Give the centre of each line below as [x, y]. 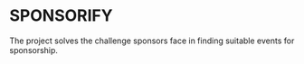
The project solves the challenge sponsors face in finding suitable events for [152, 41]
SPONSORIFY [61, 16]
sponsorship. [34, 50]
